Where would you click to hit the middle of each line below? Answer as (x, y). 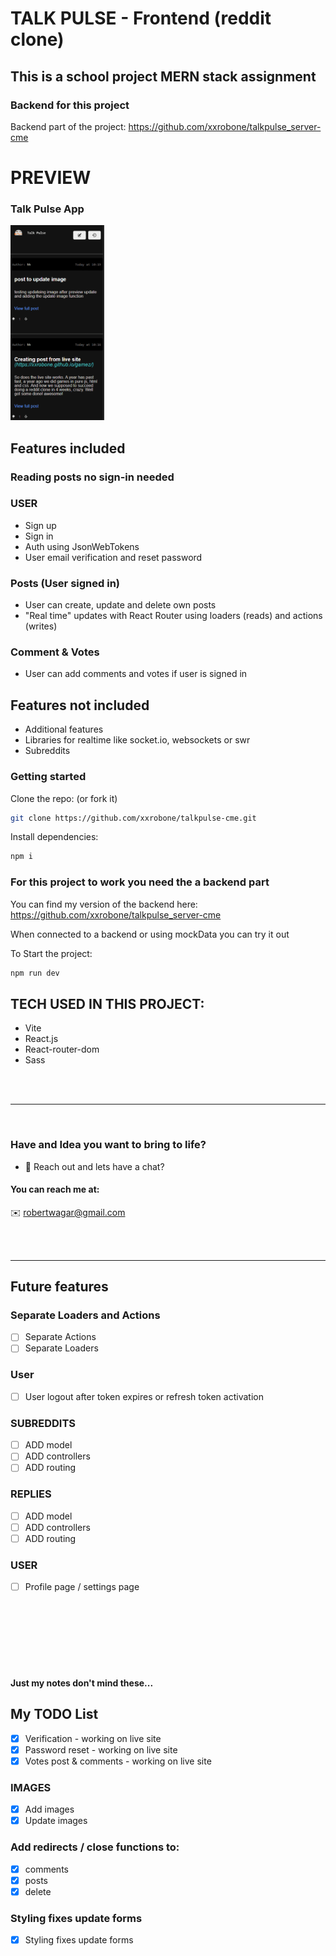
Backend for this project (70, 105)
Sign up (40, 525)
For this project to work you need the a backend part (140, 882)
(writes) (41, 626)
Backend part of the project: (68, 126)
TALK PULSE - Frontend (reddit (141, 18)
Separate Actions (60, 1337)
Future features (59, 1287)
